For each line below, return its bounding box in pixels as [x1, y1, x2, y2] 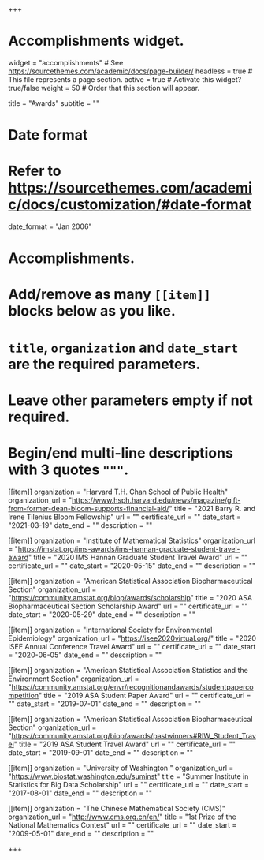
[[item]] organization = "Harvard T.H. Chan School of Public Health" [8, 487, 229, 496]
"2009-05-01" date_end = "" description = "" [8, 828, 154, 838]
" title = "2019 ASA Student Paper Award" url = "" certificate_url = [38, 690, 251, 700]
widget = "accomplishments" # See [8, 58, 124, 67]
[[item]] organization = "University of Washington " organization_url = [8, 763, 234, 772]
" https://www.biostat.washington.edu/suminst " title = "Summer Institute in [8, 771, 249, 781]
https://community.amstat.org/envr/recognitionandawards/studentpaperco [11, 682, 254, 691]
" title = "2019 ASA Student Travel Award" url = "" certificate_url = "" [13, 739, 236, 749]
